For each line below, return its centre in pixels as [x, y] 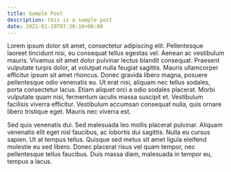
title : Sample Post [35, 13]
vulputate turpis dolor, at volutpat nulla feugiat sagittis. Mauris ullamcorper [113, 68]
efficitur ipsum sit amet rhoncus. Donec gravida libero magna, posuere [108, 75]
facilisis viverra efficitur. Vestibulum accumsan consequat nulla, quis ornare [114, 105]
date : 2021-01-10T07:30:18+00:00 [55, 26]
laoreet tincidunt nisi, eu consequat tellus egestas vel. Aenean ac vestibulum [116, 53]
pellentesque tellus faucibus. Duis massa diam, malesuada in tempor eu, [110, 154]
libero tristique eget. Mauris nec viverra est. [69, 111]
